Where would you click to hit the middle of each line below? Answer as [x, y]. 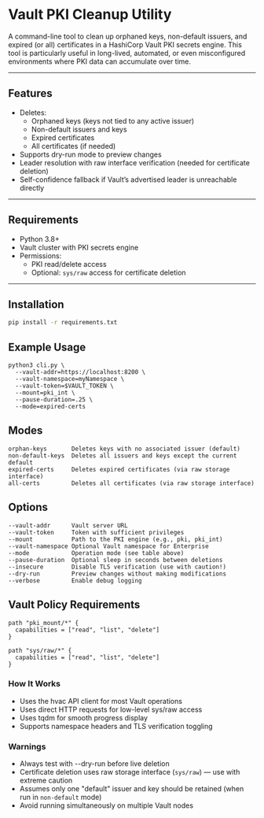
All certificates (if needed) [73, 146]
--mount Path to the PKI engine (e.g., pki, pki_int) [115, 539]
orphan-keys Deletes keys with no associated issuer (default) [125, 449]
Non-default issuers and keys [79, 129]
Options [28, 507]
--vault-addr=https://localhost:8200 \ [81, 372]
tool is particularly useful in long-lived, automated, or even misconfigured [127, 53]
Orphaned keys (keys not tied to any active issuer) [113, 120]
